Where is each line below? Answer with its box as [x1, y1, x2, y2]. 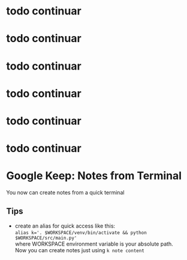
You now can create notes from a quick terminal [6, 189, 125, 196]
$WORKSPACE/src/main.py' [14, 235, 77, 241]
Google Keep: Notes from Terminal [6, 169, 182, 183]
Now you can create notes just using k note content [14, 246, 145, 253]
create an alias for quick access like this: [14, 222, 116, 229]
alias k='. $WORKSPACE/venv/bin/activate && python [14, 229, 147, 235]
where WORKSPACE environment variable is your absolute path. [14, 240, 174, 247]
